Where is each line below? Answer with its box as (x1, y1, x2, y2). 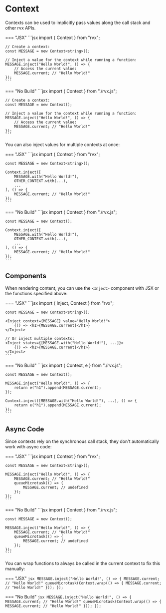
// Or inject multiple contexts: (5, 336, 75, 341)
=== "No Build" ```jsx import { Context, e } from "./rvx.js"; (5, 362, 122, 368)
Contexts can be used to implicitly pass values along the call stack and (5, 20, 151, 26)
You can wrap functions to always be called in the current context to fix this (5, 560, 161, 566)
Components (5, 272, 46, 280)
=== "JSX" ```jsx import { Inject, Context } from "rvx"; (5, 300, 114, 306)
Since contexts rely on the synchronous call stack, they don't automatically (5, 438, 160, 444)
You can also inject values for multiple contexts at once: (5, 141, 120, 148)
